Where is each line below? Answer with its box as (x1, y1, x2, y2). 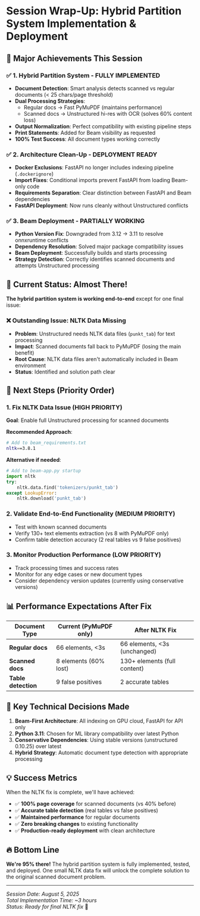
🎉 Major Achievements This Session (6, 53, 143, 63)
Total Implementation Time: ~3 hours (6, 897, 97, 904)
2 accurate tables (120, 677, 170, 686)
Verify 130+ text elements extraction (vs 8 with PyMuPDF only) (14, 529, 169, 536)
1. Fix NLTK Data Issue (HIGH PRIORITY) (6, 403, 123, 411)
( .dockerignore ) (14, 170, 54, 177)
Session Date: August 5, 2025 (6, 890, 79, 898)
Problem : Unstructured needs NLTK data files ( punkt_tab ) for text (14, 330, 176, 337)
